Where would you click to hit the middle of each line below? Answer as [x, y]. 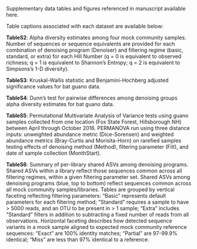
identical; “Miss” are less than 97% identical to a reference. [78, 240]
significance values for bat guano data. [54, 87]
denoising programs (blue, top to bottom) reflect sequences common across [99, 183]
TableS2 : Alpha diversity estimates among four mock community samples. [96, 37]
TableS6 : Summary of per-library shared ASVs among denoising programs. [97, 165]
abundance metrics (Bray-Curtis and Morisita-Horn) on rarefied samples [94, 140]
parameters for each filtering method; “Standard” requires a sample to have [98, 202]
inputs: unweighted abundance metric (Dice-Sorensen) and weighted [90, 134]
